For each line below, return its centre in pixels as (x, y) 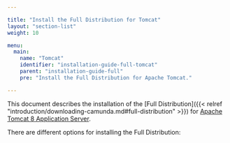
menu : (15, 45)
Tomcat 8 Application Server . (49, 119)
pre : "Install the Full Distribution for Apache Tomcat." (106, 77)
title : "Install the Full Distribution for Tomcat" (84, 20)
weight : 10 (23, 33)
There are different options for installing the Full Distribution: (94, 132)
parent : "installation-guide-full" (72, 71)
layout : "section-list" (42, 26)
